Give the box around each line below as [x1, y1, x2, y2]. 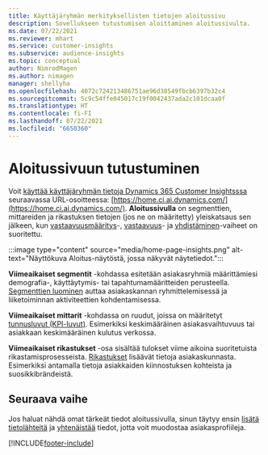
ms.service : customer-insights [8, 42, 114, 50]
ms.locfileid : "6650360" [8, 124, 92, 133]
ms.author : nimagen [8, 72, 74, 80]
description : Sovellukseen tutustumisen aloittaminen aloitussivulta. [8, 19, 251, 27]
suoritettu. [8, 229, 43, 238]
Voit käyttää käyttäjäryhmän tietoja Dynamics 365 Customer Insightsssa [8, 186, 248, 196]
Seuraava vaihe [8, 393, 89, 407]
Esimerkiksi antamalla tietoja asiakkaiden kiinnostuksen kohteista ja [8, 360, 232, 370]
